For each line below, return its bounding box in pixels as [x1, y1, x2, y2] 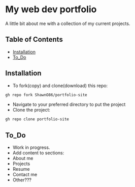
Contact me [12, 172, 38, 178]
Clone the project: [12, 107, 51, 113]
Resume [12, 166, 30, 172]
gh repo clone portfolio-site [5, 117, 70, 122]
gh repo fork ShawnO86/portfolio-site [5, 92, 87, 97]
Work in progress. [12, 144, 50, 151]
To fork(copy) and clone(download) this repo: [12, 83, 108, 89]
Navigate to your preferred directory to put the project [12, 101, 126, 108]
